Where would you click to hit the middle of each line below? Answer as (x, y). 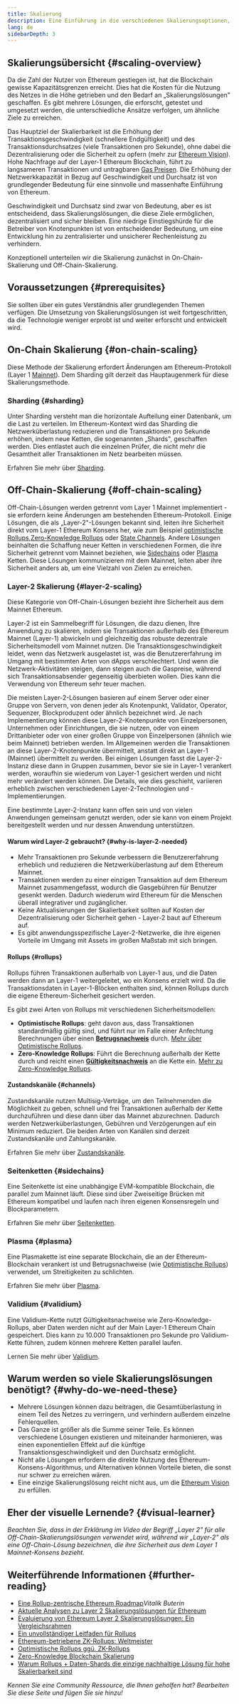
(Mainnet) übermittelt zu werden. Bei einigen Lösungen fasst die (101, 758)
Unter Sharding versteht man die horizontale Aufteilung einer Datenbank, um (119, 416)
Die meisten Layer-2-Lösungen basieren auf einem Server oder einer (108, 698)
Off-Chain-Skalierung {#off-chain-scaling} (105, 490)
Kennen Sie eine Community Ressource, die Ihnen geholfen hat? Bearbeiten (118, 1685)
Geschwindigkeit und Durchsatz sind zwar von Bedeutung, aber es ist (110, 206)
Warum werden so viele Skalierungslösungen (110, 1379)
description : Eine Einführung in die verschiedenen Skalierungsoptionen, (119, 21)
